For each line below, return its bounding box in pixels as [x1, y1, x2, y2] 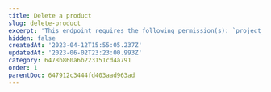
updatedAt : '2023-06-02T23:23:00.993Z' [8, 49, 143, 57]
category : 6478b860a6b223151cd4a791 [8, 57, 131, 65]
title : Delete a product [8, 11, 92, 20]
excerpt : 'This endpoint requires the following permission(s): [8, 26, 229, 34]
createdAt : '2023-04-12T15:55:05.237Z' [8, 42, 143, 50]
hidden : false [8, 34, 56, 42]
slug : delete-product [8, 19, 81, 27]
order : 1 [8, 64, 38, 72]
